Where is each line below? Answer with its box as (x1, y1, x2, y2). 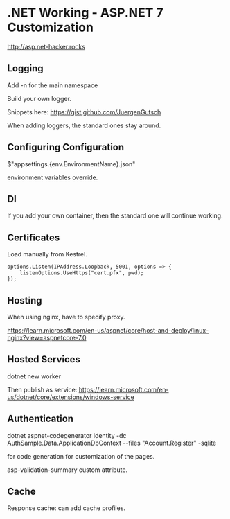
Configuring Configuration (7, 141, 125, 153)
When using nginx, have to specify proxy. (7, 313, 125, 321)
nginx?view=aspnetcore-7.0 (7, 334, 87, 342)
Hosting (7, 294, 43, 306)
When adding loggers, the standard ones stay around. (7, 121, 161, 130)
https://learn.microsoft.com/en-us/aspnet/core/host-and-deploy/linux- (7, 326, 209, 334)
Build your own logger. (7, 94, 71, 103)
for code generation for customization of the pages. (7, 452, 155, 460)
